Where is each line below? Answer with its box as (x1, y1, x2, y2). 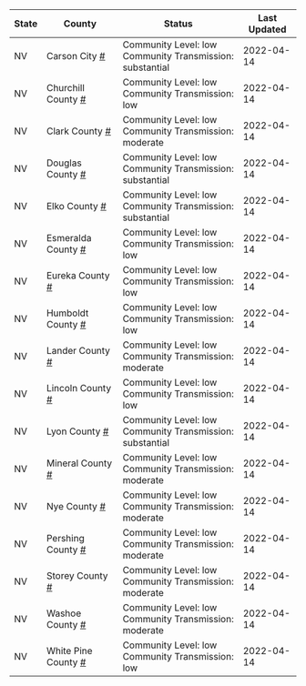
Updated (248, 23, 287, 35)
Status (163, 17, 193, 30)
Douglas (46, 156, 82, 169)
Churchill (46, 82, 85, 94)
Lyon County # (46, 425, 109, 438)
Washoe (46, 607, 82, 620)
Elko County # (46, 200, 107, 212)
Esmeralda (46, 232, 93, 244)
